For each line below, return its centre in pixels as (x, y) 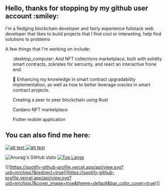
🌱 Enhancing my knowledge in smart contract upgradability (74, 79)
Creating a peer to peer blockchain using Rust (60, 100)
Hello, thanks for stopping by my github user (77, 8)
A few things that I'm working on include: (48, 49)
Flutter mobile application (39, 119)
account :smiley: (32, 16)
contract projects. (31, 90)
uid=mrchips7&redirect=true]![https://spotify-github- (60, 172)
